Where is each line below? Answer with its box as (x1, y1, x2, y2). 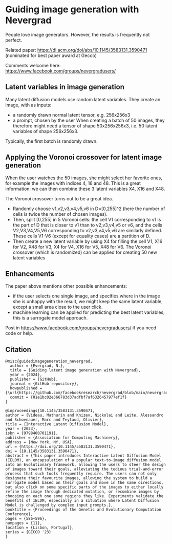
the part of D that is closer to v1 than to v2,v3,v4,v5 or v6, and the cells (12, 222, 163, 228)
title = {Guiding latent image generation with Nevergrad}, (10, 368, 141, 373)
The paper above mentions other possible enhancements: (5, 283, 127, 289)
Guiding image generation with (5, 4, 139, 15)
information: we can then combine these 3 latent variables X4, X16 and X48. (5, 185, 165, 192)
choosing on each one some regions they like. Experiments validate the (5, 494, 164, 499)
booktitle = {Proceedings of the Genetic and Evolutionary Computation (5, 507, 161, 512)
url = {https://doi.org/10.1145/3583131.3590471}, (5, 444, 116, 449)
